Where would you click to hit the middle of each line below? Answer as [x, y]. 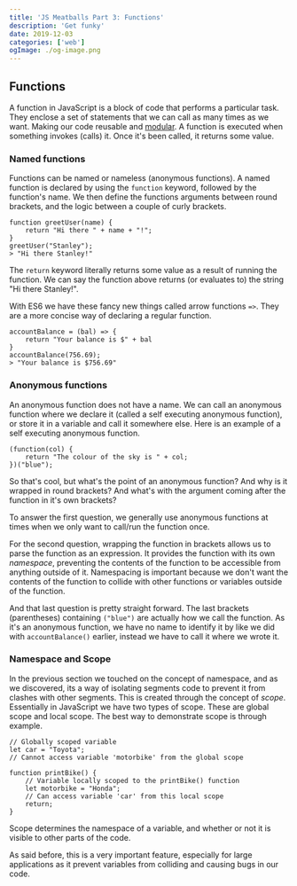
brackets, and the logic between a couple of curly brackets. [118, 207]
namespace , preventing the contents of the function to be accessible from [145, 562]
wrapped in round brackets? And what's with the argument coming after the [148, 490]
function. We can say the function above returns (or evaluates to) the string [147, 279]
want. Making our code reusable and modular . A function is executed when [146, 126]
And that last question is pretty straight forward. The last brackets [129, 608]
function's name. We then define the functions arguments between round [143, 197]
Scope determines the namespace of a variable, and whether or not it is [140, 828]
